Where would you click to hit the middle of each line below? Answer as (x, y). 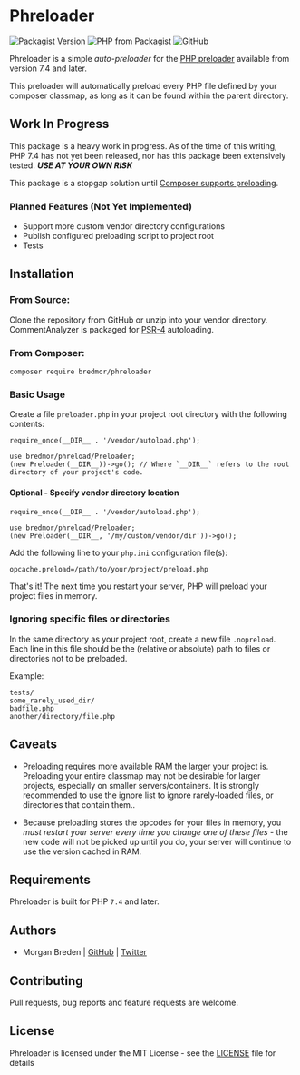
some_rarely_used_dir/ (52, 701)
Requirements (50, 880)
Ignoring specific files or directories (90, 619)
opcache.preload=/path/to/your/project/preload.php (109, 569)
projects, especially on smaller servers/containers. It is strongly (141, 785)
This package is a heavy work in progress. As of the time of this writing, (144, 145)
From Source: (40, 300)
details (22, 1062)
